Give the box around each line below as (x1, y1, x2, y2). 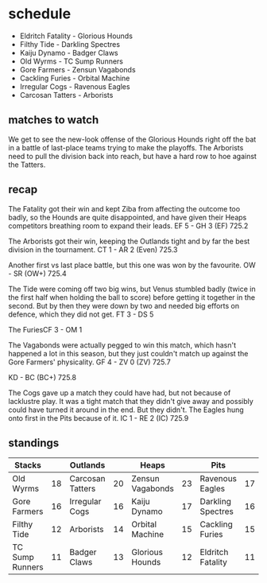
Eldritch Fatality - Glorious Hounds (19, 31, 133, 41)
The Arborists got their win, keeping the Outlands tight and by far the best (8, 236, 250, 246)
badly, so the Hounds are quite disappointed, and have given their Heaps (8, 212, 247, 222)
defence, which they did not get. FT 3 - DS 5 (8, 309, 154, 319)
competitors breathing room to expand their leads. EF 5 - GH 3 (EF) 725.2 (8, 220, 249, 231)
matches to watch (8, 113, 99, 127)
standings (8, 436, 60, 449)
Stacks (14, 460, 41, 471)
